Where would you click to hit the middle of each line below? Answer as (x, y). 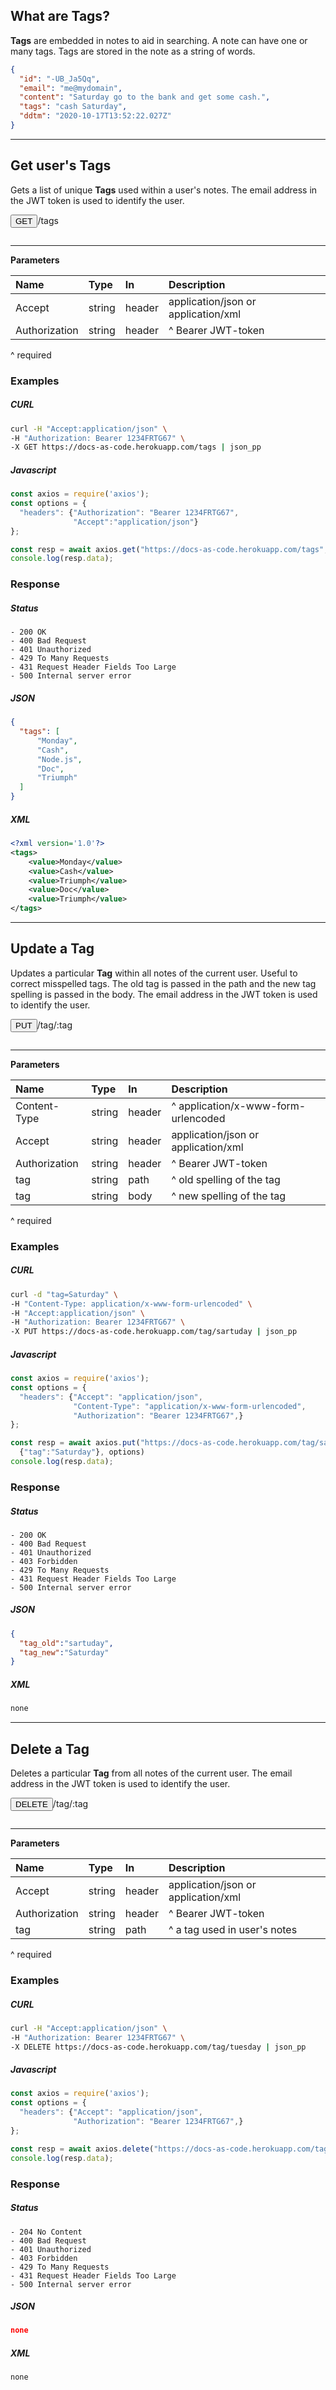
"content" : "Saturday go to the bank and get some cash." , (145, 97)
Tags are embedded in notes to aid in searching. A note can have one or (159, 40)
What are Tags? (60, 16)
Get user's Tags (61, 165)
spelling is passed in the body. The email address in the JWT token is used (164, 994)
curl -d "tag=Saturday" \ (64, 1294)
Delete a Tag (50, 1749)
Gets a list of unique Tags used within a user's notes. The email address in (164, 190)
